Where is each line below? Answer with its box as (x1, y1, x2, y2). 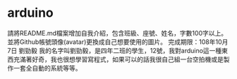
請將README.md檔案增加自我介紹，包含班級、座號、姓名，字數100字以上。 (7, 29, 228, 37)
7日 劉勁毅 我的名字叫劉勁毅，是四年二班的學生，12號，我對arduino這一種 (7, 46, 222, 55)
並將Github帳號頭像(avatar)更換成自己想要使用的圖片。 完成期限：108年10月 (7, 37, 229, 46)
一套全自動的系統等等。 (13, 64, 82, 72)
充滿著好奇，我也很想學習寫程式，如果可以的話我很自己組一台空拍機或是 (13, 55, 224, 64)
